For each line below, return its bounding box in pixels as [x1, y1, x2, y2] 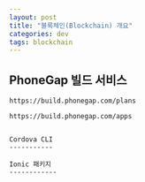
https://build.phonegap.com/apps [9, 112, 133, 121]
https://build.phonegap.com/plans [9, 96, 137, 106]
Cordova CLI [9, 135, 53, 144]
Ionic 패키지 [9, 160, 51, 169]
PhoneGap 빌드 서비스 [9, 72, 127, 87]
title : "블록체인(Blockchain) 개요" [9, 21, 134, 30]
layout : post [9, 12, 57, 22]
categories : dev [9, 29, 69, 38]
